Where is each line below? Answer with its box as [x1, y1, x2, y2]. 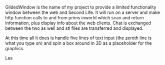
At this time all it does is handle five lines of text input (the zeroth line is [5, 35, 151, 41]
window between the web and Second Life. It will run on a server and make [5, 9, 160, 15]
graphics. [5, 46, 25, 51]
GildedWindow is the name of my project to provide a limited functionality [5, 4, 156, 10]
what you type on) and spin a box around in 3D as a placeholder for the [5, 40, 152, 46]
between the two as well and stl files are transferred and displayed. [5, 25, 143, 31]
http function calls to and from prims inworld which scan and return [5, 15, 144, 20]
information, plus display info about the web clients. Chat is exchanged [5, 20, 151, 26]
